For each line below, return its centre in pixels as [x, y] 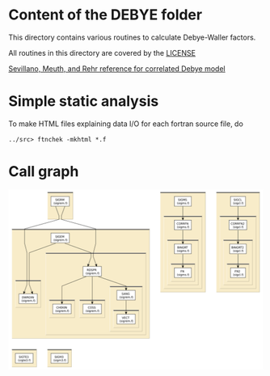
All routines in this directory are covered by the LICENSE [102, 53]
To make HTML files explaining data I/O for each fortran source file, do [126, 124]
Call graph [44, 172]
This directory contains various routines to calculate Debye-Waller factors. [132, 37]
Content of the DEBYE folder [105, 15]
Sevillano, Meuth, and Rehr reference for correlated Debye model [117, 68]
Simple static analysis [84, 101]
